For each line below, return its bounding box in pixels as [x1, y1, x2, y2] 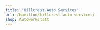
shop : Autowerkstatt [5, 17, 50, 22]
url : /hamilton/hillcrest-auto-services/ [5, 12, 95, 17]
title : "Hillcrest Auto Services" [5, 7, 79, 13]
